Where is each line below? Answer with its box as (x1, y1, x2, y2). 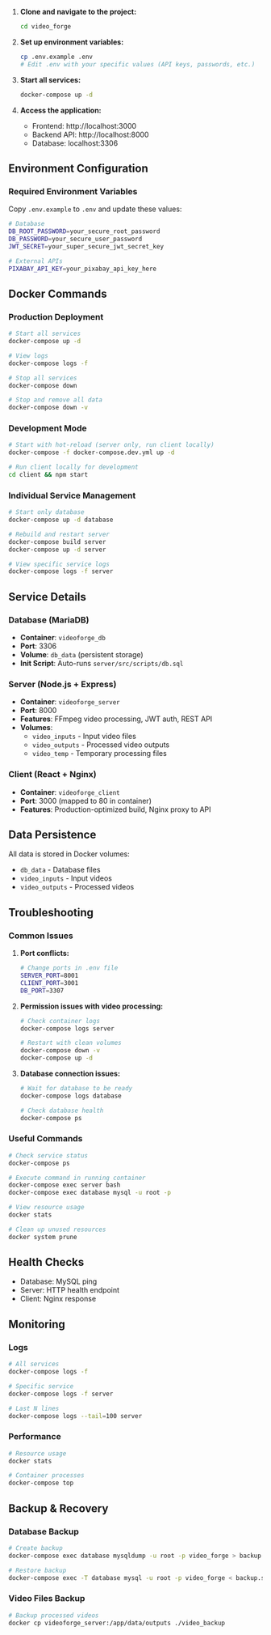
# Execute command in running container (8, 1174, 147, 1182)
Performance (8, 1431, 62, 1442)
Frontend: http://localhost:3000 (31, 121, 137, 130)
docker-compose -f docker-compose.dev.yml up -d (8, 448, 175, 457)
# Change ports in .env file (19, 964, 119, 972)
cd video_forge (19, 23, 72, 31)
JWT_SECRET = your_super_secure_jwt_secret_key (8, 242, 164, 250)
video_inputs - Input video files (31, 732, 137, 741)
